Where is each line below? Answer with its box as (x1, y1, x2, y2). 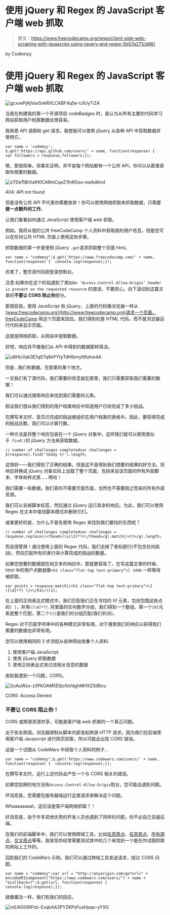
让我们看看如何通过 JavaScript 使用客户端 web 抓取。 (5, 217, 117, 223)
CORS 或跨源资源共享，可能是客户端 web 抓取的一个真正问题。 (5, 719, 137, 725)
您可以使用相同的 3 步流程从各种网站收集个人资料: (5, 638, 110, 644)
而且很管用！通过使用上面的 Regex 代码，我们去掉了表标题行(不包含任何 (5, 543, 156, 550)
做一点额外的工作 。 (5, 205, 46, 211)
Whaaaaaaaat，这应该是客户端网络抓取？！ (5, 803, 96, 809)
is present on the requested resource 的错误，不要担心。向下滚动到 (5, 286, 150, 292)
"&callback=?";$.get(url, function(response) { (5, 880, 108, 885)
